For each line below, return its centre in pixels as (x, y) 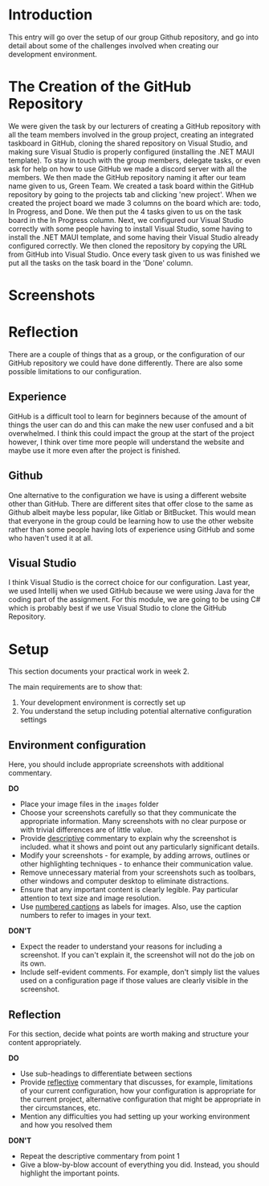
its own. (33, 964)
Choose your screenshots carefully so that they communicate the (128, 813)
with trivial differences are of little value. (86, 830)
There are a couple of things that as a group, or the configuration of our (126, 354)
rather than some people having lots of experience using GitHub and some (132, 529)
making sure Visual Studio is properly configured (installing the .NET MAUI (131, 151)
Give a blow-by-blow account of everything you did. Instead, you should (139, 1165)
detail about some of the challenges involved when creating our (114, 45)
